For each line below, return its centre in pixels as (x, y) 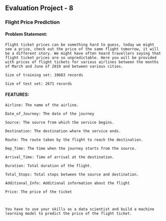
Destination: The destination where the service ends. (63, 131)
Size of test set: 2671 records (39, 84)
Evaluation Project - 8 (39, 8)
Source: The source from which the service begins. (60, 122)
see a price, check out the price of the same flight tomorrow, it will (82, 49)
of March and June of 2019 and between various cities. (64, 66)
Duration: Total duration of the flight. (49, 166)
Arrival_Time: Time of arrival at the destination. (60, 157)
